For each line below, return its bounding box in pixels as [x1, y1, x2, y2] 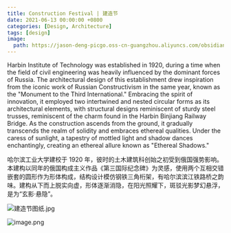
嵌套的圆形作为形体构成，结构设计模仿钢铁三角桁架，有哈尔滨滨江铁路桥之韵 [7, 173, 224, 181]
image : [7, 36, 26, 43]
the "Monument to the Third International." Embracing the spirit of [7, 90, 193, 98]
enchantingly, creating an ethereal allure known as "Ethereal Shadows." [7, 142, 210, 149]
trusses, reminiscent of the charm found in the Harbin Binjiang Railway [7, 112, 207, 120]
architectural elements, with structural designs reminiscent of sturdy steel [7, 104, 216, 113]
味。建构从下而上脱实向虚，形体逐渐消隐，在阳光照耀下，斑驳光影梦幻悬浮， [7, 181, 224, 189]
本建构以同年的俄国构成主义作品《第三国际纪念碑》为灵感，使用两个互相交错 [7, 164, 224, 172]
